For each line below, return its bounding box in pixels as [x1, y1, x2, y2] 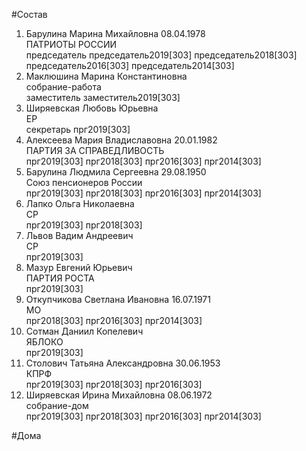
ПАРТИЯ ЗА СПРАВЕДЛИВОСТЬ [25, 145, 165, 156]
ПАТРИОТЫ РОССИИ [25, 39, 118, 50]
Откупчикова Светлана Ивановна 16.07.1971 [25, 294, 211, 305]
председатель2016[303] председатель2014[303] [25, 60, 235, 71]
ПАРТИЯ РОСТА [25, 272, 95, 284]
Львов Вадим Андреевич [25, 230, 134, 241]
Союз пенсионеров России [25, 177, 143, 188]
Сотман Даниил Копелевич [25, 325, 144, 337]
